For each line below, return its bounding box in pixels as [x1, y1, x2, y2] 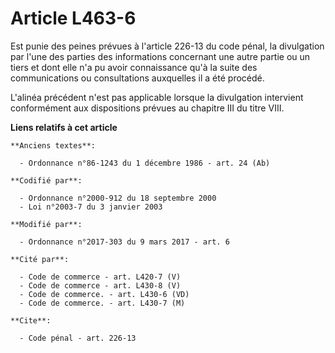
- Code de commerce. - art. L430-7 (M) [19, 298, 186, 308]
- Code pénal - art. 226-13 [19, 333, 137, 343]
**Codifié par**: [10, 175, 83, 186]
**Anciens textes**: [10, 140, 97, 151]
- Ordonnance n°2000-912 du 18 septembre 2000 [19, 193, 217, 203]
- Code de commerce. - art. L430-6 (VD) [19, 289, 190, 299]
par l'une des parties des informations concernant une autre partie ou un [10, 50, 311, 62]
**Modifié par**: [10, 219, 83, 229]
